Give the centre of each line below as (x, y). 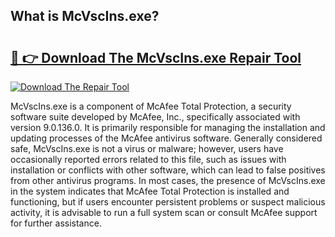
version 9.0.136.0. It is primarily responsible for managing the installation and (168, 127)
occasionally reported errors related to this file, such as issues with (148, 159)
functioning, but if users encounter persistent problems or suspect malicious (168, 202)
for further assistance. (56, 223)
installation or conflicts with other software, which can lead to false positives (168, 170)
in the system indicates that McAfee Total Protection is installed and (150, 191)
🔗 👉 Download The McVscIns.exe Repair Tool (156, 57)
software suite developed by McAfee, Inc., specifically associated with (155, 117)
